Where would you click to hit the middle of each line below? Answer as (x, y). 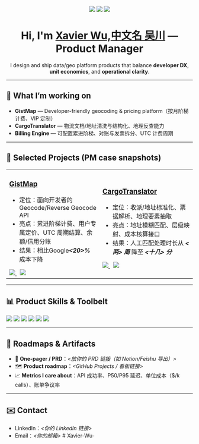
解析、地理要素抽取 (145, 216)
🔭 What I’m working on (49, 96)
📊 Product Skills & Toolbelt (57, 301)
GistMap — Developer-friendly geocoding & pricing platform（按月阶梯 (102, 111)
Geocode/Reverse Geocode (58, 208)
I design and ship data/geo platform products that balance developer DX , (99, 65)
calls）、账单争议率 (37, 385)
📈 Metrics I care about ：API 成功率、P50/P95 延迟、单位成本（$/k (97, 376)
